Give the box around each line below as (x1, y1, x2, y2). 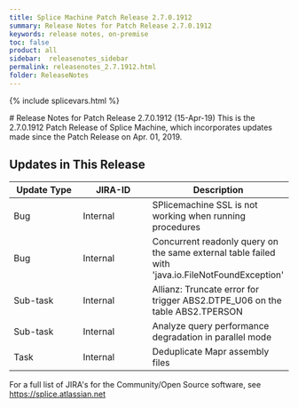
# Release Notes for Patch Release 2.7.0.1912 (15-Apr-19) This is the (9, 112, 255, 123)
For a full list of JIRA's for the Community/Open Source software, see (9, 379, 262, 389)
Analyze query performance (152, 319, 270, 332)
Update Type (16, 183, 73, 196)
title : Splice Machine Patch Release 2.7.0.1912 (9, 12, 192, 22)
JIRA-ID (96, 183, 131, 196)
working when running (152, 210, 247, 222)
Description (192, 183, 244, 196)
